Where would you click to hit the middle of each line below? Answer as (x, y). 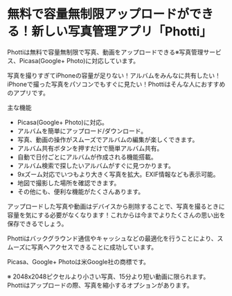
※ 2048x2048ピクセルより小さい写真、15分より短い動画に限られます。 (108, 276)
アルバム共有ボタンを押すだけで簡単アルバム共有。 (90, 148)
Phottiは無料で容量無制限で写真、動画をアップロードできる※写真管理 (105, 52)
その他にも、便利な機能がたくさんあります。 (80, 191)
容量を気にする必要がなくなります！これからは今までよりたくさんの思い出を (116, 215)
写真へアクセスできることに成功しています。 (94, 247)
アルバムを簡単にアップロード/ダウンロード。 (82, 131)
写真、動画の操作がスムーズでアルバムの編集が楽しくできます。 (108, 139)
